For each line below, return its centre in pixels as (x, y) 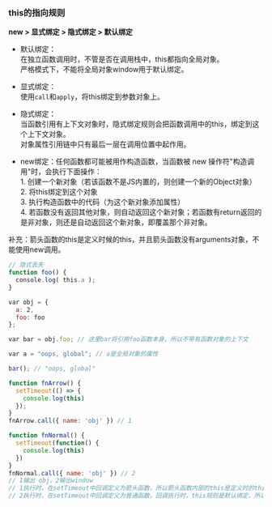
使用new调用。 (40, 249)
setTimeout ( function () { (57, 443)
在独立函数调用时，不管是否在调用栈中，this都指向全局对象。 (122, 59)
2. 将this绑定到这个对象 (59, 192)
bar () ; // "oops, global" (52, 369)
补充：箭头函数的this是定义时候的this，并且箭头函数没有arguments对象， (130, 240)
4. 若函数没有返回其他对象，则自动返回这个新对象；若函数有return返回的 (141, 212)
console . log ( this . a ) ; (55, 280)
